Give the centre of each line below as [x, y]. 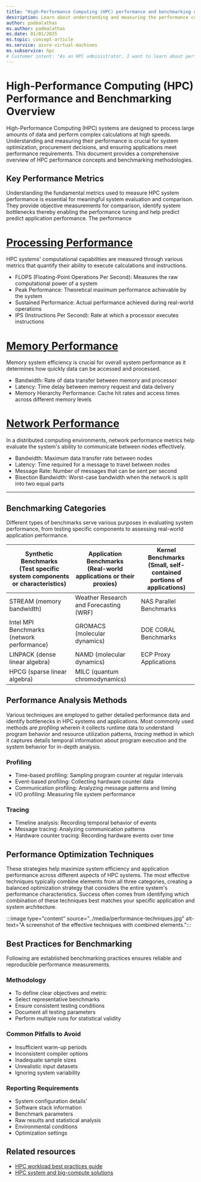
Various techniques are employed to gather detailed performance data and [98, 715]
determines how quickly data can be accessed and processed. [83, 369]
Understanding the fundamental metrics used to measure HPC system [93, 193]
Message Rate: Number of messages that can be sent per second [96, 471]
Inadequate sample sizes [45, 1060]
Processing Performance [70, 243]
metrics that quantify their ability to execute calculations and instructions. [97, 266]
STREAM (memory [35, 601]
